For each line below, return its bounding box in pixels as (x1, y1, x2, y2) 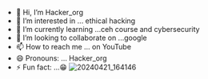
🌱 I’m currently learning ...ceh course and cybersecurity (15, 25, 200, 34)
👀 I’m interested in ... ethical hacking (15, 16, 136, 26)
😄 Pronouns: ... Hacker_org (15, 53, 107, 63)
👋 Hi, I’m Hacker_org (15, 8, 84, 17)
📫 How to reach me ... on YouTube (15, 42, 132, 51)
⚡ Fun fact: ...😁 (15, 62, 68, 72)
